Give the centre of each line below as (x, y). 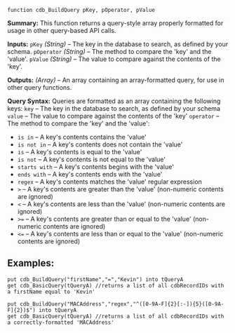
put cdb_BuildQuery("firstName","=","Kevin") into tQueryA (95, 279)
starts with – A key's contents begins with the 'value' (95, 167)
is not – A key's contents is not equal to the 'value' (92, 159)
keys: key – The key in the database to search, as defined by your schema (114, 108)
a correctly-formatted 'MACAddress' (61, 322)
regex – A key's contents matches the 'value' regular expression (109, 182)
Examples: (31, 263)
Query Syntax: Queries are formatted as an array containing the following (114, 101)
